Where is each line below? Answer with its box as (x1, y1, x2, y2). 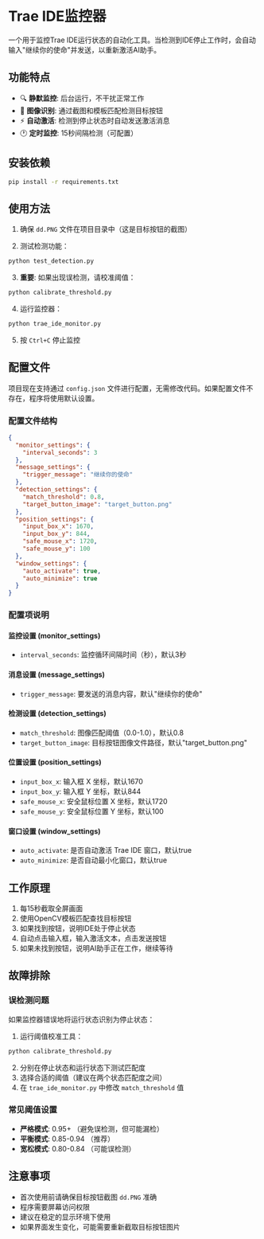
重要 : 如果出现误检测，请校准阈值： (19, 272, 136, 283)
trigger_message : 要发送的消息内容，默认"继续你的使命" (19, 689, 203, 698)
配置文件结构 (8, 415, 58, 426)
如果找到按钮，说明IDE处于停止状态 (19, 923, 137, 932)
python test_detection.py (8, 257, 94, 265)
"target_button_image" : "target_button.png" (22, 500, 173, 508)
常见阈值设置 (8, 1104, 58, 1116)
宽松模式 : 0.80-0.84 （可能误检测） (19, 1143, 136, 1153)
